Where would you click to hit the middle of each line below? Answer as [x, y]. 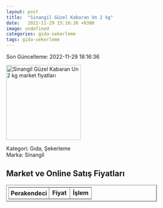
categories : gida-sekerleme [41, 34]
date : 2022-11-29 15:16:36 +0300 [50, 23]
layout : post [22, 12]
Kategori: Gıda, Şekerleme [39, 148]
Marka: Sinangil [25, 155]
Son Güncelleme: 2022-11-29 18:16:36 [53, 57]
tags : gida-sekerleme [33, 40]
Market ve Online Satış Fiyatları [66, 174]
